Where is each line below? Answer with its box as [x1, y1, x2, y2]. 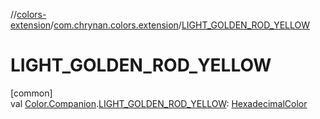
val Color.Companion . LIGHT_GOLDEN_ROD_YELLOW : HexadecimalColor [10, 97, 308, 109]
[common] [10, 87, 53, 99]
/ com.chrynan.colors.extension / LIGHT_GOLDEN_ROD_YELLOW [50, 19, 310, 31]
